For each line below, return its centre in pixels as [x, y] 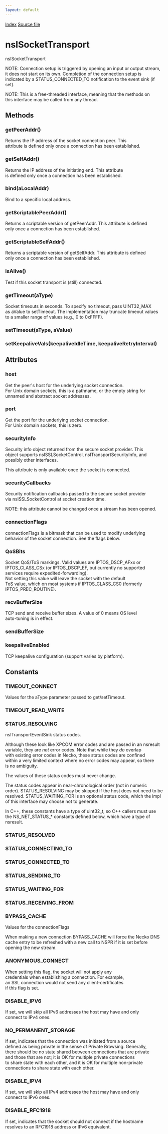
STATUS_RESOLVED [30, 835]
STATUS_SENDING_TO [33, 876]
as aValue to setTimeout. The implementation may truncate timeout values [82, 312]
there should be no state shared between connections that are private [77, 1052]
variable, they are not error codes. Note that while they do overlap [73, 750]
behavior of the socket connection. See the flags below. [63, 538]
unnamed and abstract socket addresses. [48, 396]
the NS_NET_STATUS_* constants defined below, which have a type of [78, 816]
